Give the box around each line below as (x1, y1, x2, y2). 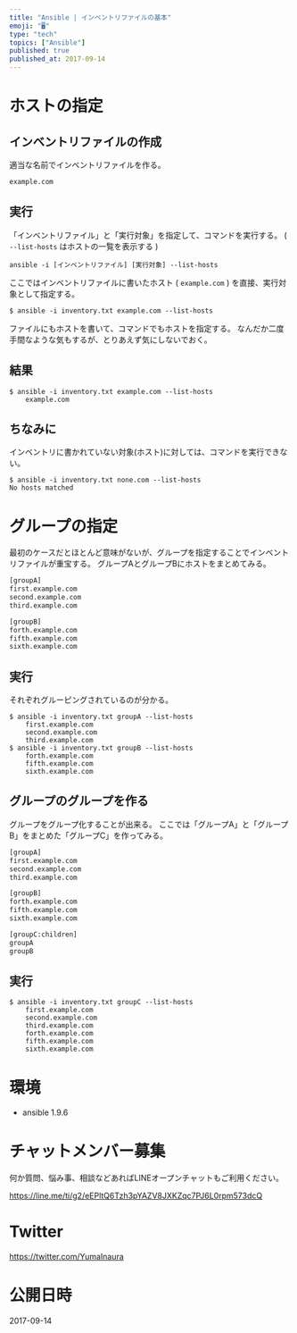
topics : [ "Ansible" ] (9, 38, 87, 47)
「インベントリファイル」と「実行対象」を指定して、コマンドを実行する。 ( (9, 230, 287, 240)
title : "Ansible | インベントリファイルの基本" (9, 13, 172, 22)
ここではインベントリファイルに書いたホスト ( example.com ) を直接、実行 (9, 277, 279, 288)
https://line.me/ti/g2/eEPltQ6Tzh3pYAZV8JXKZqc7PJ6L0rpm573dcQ (9, 1190, 263, 1202)
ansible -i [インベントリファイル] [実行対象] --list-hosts (9, 260, 219, 269)
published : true (9, 46, 70, 55)
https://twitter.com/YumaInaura (9, 1252, 125, 1262)
